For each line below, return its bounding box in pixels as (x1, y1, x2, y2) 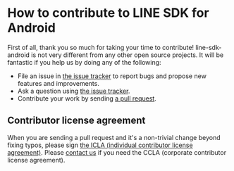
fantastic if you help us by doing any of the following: (7, 58, 161, 66)
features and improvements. (17, 79, 100, 87)
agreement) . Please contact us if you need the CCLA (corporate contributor (7, 148, 227, 156)
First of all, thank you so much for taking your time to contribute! (7, 43, 195, 51)
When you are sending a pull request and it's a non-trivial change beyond (7, 133, 221, 141)
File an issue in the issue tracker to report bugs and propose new (17, 72, 207, 80)
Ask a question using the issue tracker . (17, 87, 130, 95)
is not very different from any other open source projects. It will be (31, 51, 224, 59)
